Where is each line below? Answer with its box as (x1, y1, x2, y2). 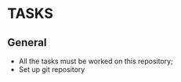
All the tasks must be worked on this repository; (18, 56, 173, 66)
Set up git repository (18, 65, 85, 74)
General (7, 36, 48, 49)
